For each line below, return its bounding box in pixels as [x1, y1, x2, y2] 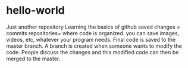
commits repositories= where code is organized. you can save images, [6, 29, 180, 36]
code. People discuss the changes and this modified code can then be [6, 48, 179, 55]
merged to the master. [6, 55, 61, 62]
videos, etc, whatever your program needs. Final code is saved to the [6, 36, 176, 43]
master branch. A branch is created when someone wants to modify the [6, 42, 183, 50]
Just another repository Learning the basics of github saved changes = [6, 23, 180, 30]
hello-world [6, 4, 65, 17]
